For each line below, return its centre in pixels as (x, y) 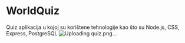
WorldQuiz (33, 11)
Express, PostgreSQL (32, 33)
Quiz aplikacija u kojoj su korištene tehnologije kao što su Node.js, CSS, (93, 27)
